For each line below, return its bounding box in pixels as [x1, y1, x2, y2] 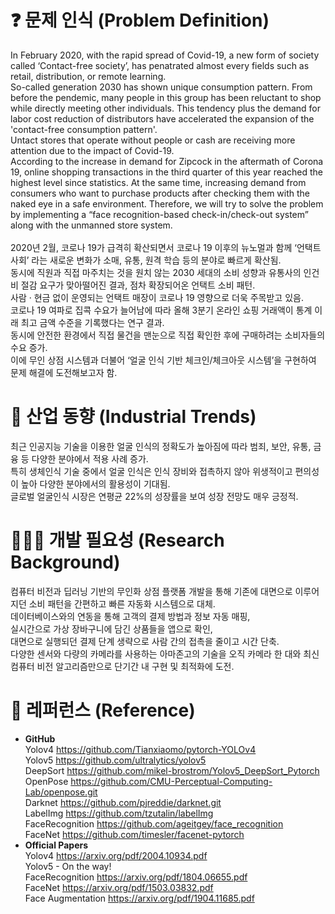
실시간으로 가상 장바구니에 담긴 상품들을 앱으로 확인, [10, 622, 213, 635]
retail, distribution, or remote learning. [10, 70, 167, 82]
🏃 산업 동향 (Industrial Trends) [10, 406, 257, 428]
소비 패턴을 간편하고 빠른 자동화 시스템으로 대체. [28, 597, 216, 610]
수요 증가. [10, 341, 48, 353]
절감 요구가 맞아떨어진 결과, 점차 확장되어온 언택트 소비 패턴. [20, 279, 256, 291]
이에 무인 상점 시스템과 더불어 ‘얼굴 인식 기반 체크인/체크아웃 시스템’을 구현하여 [10, 354, 317, 366]
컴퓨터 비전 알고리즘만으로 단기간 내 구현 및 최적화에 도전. [10, 660, 235, 672]
